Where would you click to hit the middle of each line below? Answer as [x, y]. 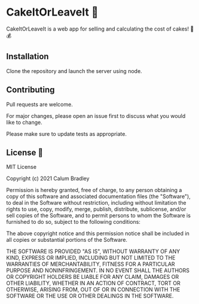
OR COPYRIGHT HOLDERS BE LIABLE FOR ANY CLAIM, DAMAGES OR [93, 277]
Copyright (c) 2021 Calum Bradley [48, 178]
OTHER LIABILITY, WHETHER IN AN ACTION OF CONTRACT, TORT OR [93, 283]
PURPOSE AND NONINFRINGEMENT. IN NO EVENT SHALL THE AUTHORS [98, 270]
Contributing [30, 90]
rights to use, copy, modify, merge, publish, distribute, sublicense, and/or [96, 209]
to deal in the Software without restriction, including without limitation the [96, 203]
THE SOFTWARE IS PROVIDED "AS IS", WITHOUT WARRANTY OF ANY [93, 251]
